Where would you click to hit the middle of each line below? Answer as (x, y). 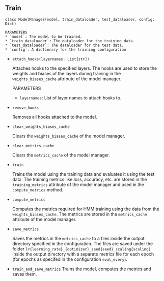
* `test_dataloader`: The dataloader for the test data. (65, 45)
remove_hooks (26, 108)
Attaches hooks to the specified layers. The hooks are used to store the (84, 68)
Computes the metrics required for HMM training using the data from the (86, 209)
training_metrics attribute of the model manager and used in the (78, 185)
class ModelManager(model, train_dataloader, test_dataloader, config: (80, 19)
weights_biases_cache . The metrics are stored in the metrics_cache (80, 214)
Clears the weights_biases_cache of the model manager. (68, 136)
